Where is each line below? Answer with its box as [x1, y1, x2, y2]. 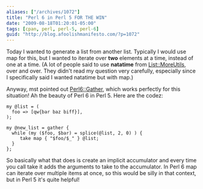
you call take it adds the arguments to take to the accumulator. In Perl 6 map [6, 163, 198, 170]
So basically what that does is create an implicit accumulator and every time [6, 157, 197, 164]
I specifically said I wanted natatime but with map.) [6, 74, 134, 81]
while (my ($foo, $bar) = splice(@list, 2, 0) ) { [12, 130, 143, 136]
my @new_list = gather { [6, 125, 69, 131]
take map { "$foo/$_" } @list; [19, 136, 99, 142]
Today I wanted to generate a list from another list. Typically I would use [6, 48, 187, 55]
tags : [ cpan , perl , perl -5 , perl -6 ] [6, 25, 99, 32]
